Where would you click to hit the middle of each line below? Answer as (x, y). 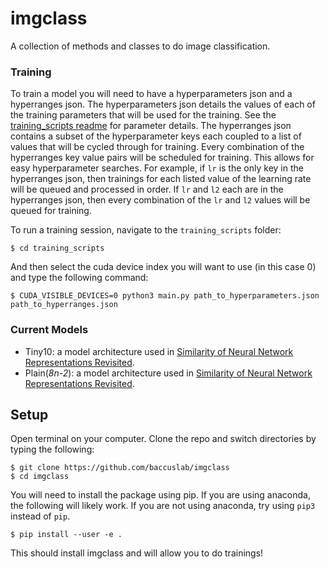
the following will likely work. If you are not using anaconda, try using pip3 (163, 506)
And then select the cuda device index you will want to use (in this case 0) (163, 267)
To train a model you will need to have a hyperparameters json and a (151, 94)
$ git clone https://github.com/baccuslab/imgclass (120, 468)
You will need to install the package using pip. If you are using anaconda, (160, 495)
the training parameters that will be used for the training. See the (143, 115)
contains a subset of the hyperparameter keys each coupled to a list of (156, 136)
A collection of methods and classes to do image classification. (140, 46)
